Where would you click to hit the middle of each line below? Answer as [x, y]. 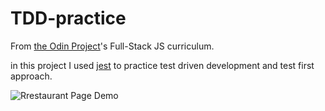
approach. [31, 76]
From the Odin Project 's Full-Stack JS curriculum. [112, 46]
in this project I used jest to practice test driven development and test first [162, 65]
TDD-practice [68, 18]
